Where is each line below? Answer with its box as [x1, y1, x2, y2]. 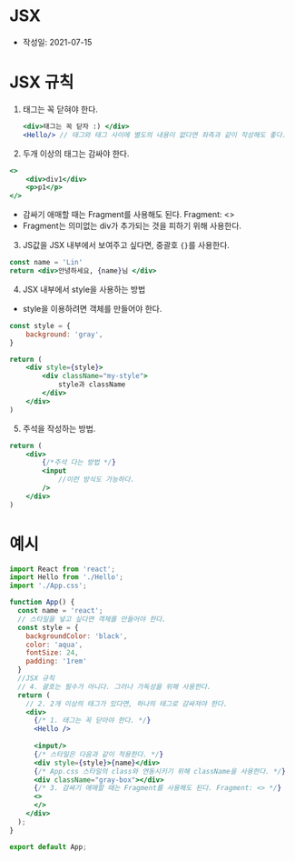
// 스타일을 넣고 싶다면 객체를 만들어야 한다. [17, 615, 166, 624]
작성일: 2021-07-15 [22, 36, 93, 47]
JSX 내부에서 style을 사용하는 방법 [22, 284, 146, 295]
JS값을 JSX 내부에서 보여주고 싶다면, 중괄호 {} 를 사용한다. [22, 240, 230, 251]
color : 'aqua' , [25, 640, 84, 649]
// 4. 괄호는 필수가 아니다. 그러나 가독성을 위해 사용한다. [17, 682, 211, 691]
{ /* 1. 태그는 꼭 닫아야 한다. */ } [33, 716, 152, 726]
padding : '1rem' [25, 656, 88, 666]
